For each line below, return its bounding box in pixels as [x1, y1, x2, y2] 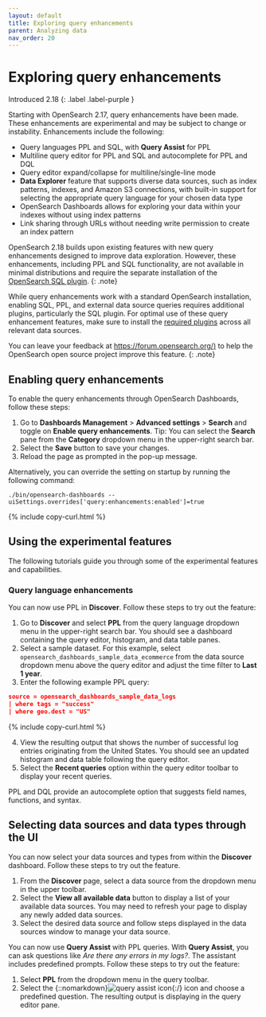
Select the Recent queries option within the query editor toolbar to [19, 763, 239, 772]
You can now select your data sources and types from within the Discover [8, 852, 252, 862]
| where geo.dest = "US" [8, 707, 91, 716]
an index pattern [19, 227, 74, 237]
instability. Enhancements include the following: [8, 127, 165, 136]
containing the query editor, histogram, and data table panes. [19, 635, 221, 645]
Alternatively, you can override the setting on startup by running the [8, 467, 231, 477]
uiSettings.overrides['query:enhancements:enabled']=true [8, 498, 205, 506]
